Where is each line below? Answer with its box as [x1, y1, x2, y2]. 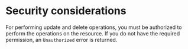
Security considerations [5, 4, 127, 18]
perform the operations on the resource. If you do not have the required [5, 30, 180, 37]
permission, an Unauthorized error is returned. [5, 36, 118, 43]
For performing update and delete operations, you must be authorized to [5, 24, 182, 31]
